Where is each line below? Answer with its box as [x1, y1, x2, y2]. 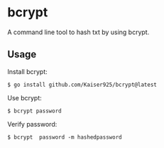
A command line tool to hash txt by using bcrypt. [7, 28, 150, 36]
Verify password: [7, 120, 58, 128]
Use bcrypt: [7, 93, 43, 102]
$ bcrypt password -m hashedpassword [7, 133, 122, 141]
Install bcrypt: [7, 67, 48, 75]
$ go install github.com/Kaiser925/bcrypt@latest [7, 81, 158, 88]
